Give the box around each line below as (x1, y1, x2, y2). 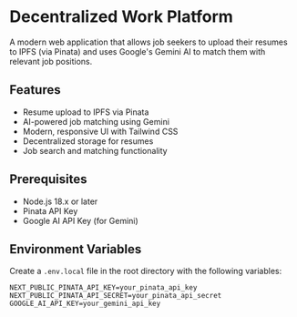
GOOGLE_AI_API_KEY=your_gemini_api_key (9, 299, 161, 309)
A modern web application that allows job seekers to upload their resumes (9, 36, 289, 47)
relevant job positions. (9, 56, 93, 66)
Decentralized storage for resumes (22, 135, 154, 147)
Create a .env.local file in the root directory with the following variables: (9, 266, 282, 277)
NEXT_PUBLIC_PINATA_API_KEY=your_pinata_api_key (9, 283, 198, 292)
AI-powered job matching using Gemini (22, 116, 170, 127)
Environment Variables (9, 241, 142, 257)
